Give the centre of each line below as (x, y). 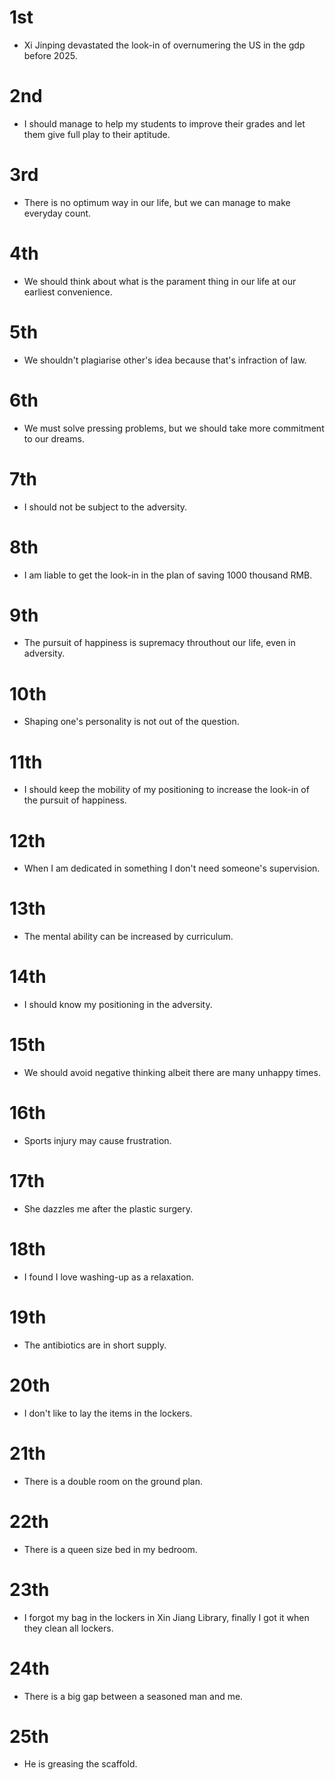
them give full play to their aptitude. (97, 134)
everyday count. (57, 213)
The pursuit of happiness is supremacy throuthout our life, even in (159, 643)
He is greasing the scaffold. (80, 1764)
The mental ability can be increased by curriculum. (128, 937)
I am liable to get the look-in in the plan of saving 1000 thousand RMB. (168, 575)
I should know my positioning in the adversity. (118, 1005)
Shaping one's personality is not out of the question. (131, 722)
